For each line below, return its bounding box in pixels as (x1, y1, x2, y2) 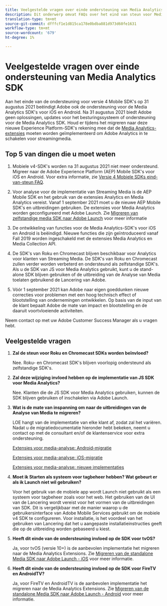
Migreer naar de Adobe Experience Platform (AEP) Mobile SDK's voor (12, 168, 155, 174)
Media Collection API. (12, 241, 57, 246)
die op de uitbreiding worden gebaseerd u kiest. (12, 526, 111, 532)
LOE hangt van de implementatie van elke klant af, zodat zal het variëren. (12, 419, 162, 426)
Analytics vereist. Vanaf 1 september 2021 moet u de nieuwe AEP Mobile (12, 199, 161, 205)
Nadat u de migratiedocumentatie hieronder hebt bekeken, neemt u (12, 425, 151, 431)
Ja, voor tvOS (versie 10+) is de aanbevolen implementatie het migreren (12, 545, 160, 551)
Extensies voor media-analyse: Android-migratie (12, 445, 112, 451)
